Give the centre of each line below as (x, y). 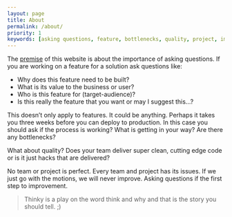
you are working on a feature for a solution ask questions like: (95, 66)
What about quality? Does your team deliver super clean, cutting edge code (115, 151)
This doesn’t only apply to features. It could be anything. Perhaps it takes (111, 115)
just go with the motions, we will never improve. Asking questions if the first (115, 179)
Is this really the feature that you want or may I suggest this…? (105, 102)
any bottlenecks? (32, 137)
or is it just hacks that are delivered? (59, 158)
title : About (26, 20)
